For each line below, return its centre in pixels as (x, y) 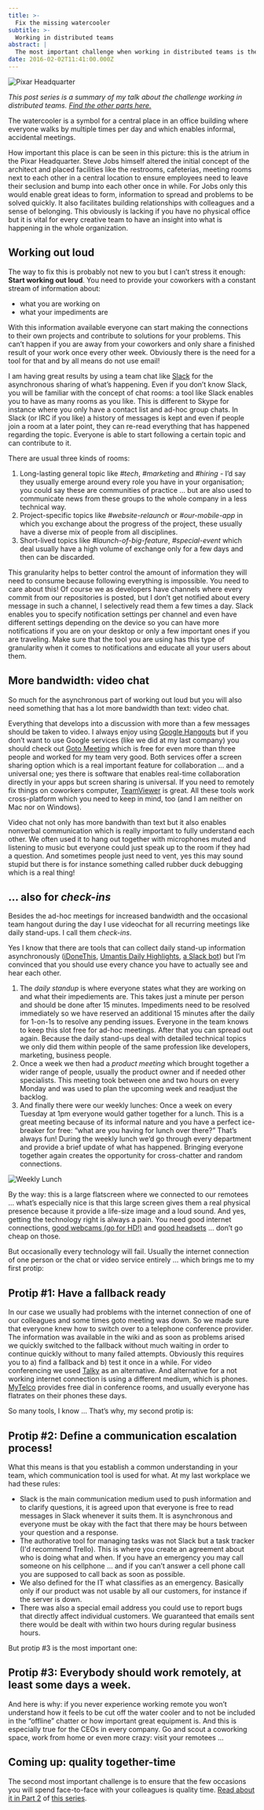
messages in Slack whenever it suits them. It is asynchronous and (126, 1516)
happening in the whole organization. (68, 228)
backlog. (34, 1097)
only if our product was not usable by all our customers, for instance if (133, 1590)
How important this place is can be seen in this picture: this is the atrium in (129, 152)
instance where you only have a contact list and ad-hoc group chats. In (123, 409)
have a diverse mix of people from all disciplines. (99, 531)
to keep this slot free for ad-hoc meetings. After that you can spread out (136, 1030)
